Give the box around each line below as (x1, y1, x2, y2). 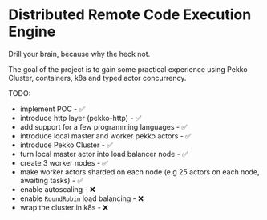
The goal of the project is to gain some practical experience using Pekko (8, 64, 248, 74)
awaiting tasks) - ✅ (19, 175, 84, 185)
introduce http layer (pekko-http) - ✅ (19, 113, 142, 122)
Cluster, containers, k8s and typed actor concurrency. (8, 73, 187, 82)
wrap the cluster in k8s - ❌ (19, 202, 109, 212)
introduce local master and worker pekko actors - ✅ (19, 130, 192, 141)
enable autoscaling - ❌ (19, 184, 96, 194)
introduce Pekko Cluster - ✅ (19, 140, 114, 150)
